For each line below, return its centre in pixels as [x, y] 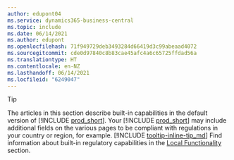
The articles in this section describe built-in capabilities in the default [107, 113]
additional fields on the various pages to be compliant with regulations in [113, 128]
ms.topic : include [34, 27]
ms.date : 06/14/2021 [38, 33]
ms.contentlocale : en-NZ [44, 66]
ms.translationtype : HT [42, 60]
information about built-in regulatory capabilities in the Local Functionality [115, 143]
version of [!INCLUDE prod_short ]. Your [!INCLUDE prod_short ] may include [117, 121]
